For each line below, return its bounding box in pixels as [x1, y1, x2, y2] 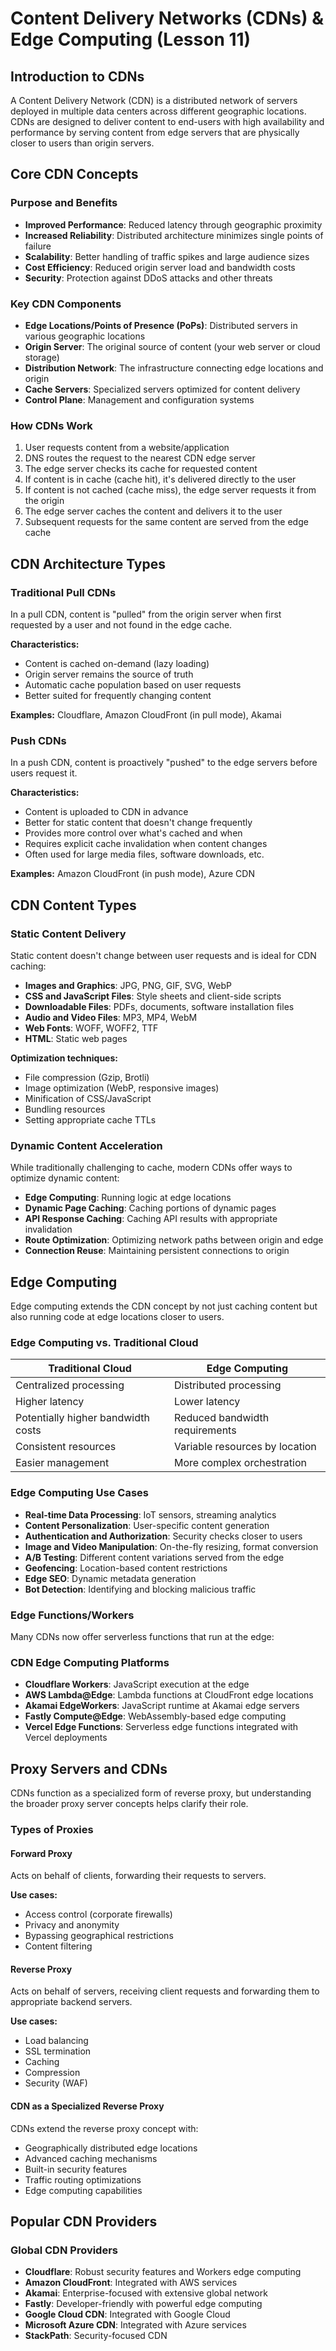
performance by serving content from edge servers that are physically [10, 127, 300, 138]
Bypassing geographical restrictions [24, 1930, 174, 1942]
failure [24, 240, 52, 252]
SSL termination [24, 2045, 92, 2057]
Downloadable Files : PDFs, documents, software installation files [24, 1000, 295, 1012]
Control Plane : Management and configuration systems [24, 393, 255, 406]
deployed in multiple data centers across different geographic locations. [10, 105, 307, 117]
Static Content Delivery [10, 927, 127, 941]
